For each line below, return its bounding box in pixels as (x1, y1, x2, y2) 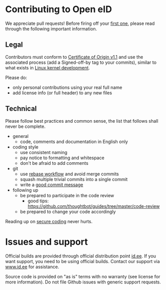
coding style (12, 143, 39, 150)
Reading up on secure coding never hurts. (5, 218, 93, 224)
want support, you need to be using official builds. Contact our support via (5, 258, 160, 264)
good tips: (27, 198, 49, 204)
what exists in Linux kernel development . (5, 64, 90, 70)
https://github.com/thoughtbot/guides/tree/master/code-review (27, 203, 160, 209)
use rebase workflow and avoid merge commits (20, 171, 119, 177)
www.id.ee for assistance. (5, 264, 60, 270)
